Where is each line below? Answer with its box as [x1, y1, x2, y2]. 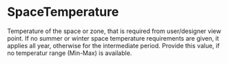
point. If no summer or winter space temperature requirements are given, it [7, 34, 219, 42]
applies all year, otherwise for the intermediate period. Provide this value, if [7, 41, 220, 50]
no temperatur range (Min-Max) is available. [7, 49, 132, 57]
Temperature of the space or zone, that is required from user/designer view [7, 27, 222, 35]
